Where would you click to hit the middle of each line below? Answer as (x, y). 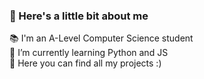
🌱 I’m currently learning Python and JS (89, 53)
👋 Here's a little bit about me (79, 16)
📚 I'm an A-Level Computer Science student (101, 38)
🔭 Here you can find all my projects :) (85, 63)
